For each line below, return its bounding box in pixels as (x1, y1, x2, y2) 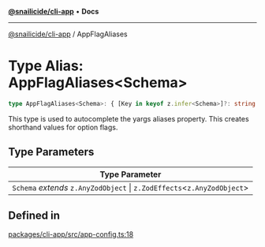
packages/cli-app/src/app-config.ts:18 (8, 230, 134, 239)
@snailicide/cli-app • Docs (8, 7, 99, 16)
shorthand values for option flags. (8, 122, 118, 132)
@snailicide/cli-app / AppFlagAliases (8, 29, 128, 39)
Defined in (8, 209, 61, 223)
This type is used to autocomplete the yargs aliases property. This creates (8, 114, 250, 123)
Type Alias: (8, 57, 84, 75)
